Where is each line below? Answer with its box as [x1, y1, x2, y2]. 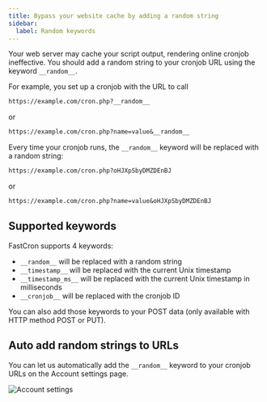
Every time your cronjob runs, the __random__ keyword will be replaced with [8, 142, 259, 152]
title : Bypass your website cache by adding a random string [8, 11, 219, 20]
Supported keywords [8, 219, 117, 233]
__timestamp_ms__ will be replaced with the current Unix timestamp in [19, 273, 250, 283]
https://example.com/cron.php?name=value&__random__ [8, 128, 190, 136]
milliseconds [19, 282, 62, 292]
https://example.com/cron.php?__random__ [8, 98, 150, 106]
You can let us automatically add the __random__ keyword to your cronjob [8, 360, 251, 370]
